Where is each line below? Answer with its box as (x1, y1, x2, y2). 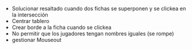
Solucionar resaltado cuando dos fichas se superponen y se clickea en (11, 5, 187, 12)
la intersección (11, 11, 49, 18)
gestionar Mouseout (11, 37, 61, 43)
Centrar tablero (11, 18, 49, 24)
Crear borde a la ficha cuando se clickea (11, 24, 112, 31)
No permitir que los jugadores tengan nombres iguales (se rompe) (11, 30, 174, 37)
